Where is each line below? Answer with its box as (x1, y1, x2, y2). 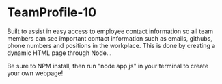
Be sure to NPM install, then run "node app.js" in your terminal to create (7, 62, 209, 70)
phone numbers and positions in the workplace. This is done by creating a (7, 41, 216, 49)
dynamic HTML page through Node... (7, 49, 112, 57)
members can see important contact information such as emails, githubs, (7, 34, 213, 42)
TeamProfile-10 (7, 5, 97, 20)
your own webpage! (7, 69, 64, 77)
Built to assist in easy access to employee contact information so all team (7, 27, 214, 35)
